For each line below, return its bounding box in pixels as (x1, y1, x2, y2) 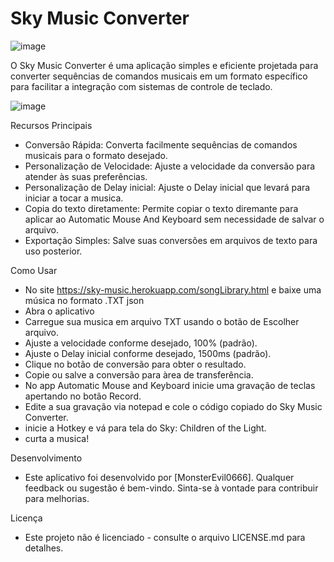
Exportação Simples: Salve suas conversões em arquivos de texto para (24, 234, 318, 246)
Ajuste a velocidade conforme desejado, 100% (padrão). (24, 337, 258, 349)
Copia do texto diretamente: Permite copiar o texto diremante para (24, 202, 299, 214)
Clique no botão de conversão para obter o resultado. (24, 358, 247, 370)
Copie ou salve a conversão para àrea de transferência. (24, 368, 254, 381)
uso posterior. (24, 245, 83, 257)
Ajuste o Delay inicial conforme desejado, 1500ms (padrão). (24, 347, 272, 359)
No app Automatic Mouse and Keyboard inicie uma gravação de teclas (24, 379, 316, 391)
